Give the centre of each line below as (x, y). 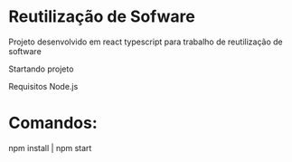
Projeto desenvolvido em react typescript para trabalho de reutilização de (146, 42)
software (25, 51)
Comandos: (53, 123)
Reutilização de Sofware (102, 17)
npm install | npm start (50, 148)
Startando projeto (41, 69)
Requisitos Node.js (43, 86)
